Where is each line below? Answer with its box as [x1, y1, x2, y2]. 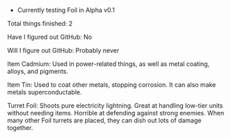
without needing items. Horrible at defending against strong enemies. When [7, 109, 225, 117]
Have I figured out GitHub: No [7, 33, 93, 41]
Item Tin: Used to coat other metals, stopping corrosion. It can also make [7, 81, 216, 89]
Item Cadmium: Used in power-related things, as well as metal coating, [7, 60, 210, 68]
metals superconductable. [7, 88, 82, 96]
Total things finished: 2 [7, 19, 73, 27]
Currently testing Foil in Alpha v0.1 [17, 6, 115, 14]
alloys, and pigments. [7, 67, 68, 75]
